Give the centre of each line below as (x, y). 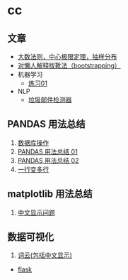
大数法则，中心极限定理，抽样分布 (67, 56)
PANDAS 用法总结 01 (47, 151)
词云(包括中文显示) (45, 255)
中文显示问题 (36, 212)
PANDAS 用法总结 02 (48, 160)
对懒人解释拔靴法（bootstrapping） (69, 65)
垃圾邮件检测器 (50, 99)
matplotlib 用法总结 (50, 194)
